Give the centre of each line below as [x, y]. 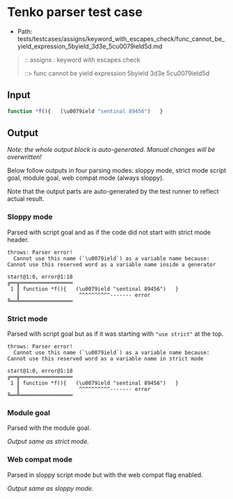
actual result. [26, 199]
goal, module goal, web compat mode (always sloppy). [86, 178]
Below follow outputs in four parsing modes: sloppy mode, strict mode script [117, 171]
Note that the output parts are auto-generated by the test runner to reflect [113, 192]
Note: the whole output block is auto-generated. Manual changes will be [111, 150]
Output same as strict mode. [48, 442]
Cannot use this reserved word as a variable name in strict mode [105, 359]
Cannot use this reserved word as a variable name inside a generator [112, 264]
